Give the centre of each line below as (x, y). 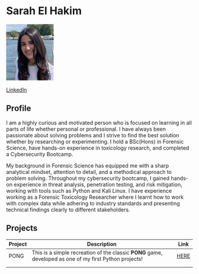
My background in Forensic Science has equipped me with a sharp (88, 165)
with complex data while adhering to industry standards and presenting (93, 203)
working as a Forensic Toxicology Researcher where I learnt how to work (95, 197)
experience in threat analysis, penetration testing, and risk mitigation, (98, 184)
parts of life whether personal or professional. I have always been (86, 129)
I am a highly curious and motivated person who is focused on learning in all (99, 123)
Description (102, 244)
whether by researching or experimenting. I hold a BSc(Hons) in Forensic (95, 141)
